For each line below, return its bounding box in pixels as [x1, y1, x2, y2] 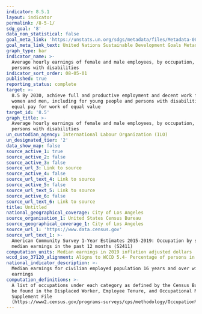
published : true [6, 76, 47, 82]
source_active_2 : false [6, 154, 66, 160]
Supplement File [11, 294, 52, 300]
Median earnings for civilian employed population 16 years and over [11, 265, 189, 272]
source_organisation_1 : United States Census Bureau [6, 216, 141, 222]
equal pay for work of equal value [11, 103, 101, 110]
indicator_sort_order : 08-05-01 [6, 70, 87, 76]
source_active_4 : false [6, 171, 66, 177]
